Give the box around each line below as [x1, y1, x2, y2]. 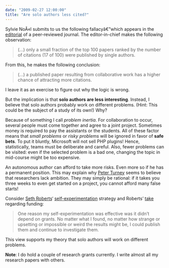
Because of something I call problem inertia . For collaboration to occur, [5, 117, 153, 123]
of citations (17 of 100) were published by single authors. [17, 51, 136, 58]
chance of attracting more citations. [17, 77, 92, 83]
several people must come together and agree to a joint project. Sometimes [5, 122, 162, 128]
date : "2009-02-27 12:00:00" [5, 7, 67, 13]
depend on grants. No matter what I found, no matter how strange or [17, 216, 160, 222]
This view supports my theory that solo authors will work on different [5, 236, 148, 242]
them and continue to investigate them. [17, 227, 99, 233]
